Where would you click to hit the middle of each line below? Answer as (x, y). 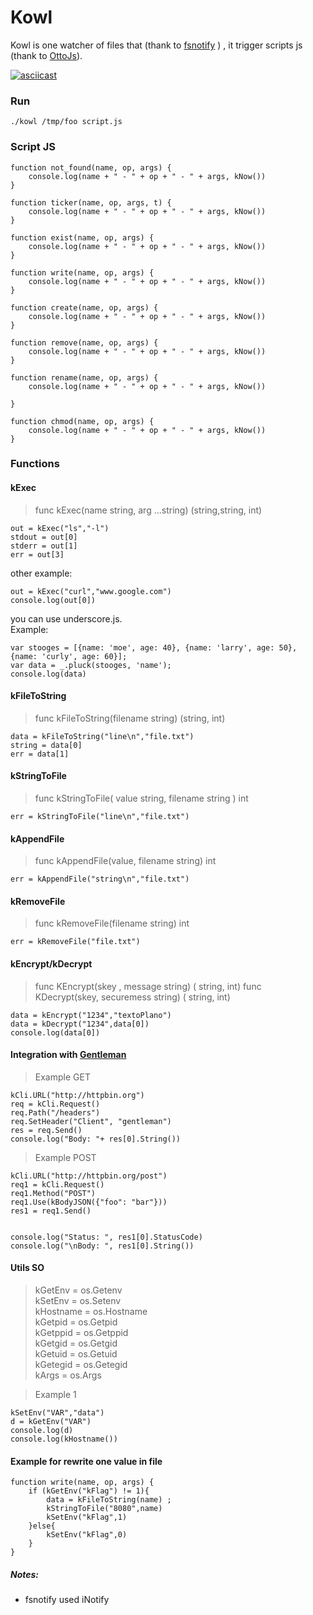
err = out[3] (37, 554)
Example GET (62, 1077)
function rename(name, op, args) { (84, 377)
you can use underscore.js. (66, 618)
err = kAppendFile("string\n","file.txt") (100, 879)
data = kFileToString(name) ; (109, 1500)
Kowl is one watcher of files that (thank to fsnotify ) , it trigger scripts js (156, 45)
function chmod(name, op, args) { (82, 421)
